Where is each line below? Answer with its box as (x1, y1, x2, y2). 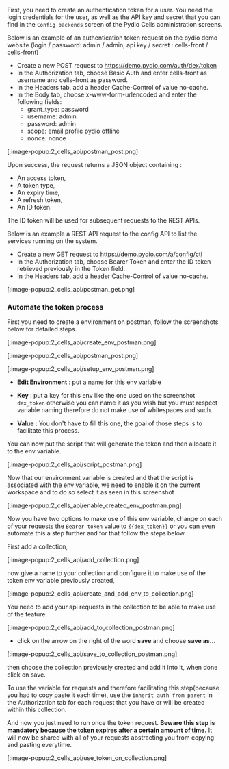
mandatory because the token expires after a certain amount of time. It (7, 726, 213, 735)
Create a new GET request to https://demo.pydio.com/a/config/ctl (16, 250, 203, 258)
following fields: (16, 98, 62, 105)
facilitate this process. (16, 427, 80, 435)
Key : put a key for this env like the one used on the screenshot (16, 392, 196, 400)
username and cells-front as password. (16, 76, 129, 84)
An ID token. (16, 203, 53, 211)
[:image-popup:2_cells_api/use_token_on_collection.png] (7, 754, 167, 762)
